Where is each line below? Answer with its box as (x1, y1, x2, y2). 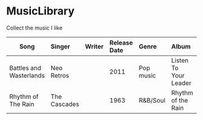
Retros (50, 71, 69, 80)
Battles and (9, 63, 42, 72)
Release (109, 38, 133, 46)
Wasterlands (9, 71, 45, 80)
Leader (171, 78, 192, 87)
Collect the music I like (6, 24, 63, 31)
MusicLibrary (6, 4, 75, 18)
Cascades (50, 99, 80, 108)
